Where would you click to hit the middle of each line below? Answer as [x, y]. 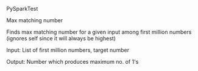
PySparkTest [22, 9]
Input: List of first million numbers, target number [68, 50]
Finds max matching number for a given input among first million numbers [99, 32]
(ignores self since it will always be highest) [61, 38]
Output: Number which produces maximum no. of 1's [72, 62]
